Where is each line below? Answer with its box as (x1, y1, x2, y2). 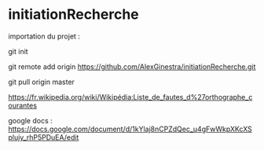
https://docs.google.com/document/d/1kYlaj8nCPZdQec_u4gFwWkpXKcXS (8, 124, 253, 134)
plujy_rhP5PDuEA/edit (8, 132, 79, 142)
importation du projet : (8, 31, 81, 41)
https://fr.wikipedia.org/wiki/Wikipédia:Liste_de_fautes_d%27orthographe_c (8, 92, 253, 101)
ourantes (8, 101, 38, 110)
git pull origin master (8, 77, 75, 86)
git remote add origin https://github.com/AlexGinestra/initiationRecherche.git (8, 61, 256, 71)
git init (8, 46, 29, 56)
